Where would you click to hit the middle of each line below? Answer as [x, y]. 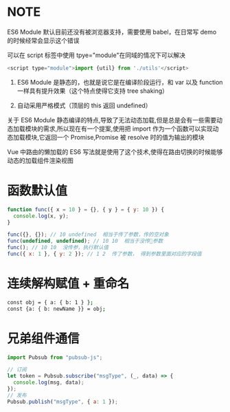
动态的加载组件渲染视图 [40, 160]
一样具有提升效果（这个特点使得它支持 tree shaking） [93, 91]
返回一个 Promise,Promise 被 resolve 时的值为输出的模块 [125, 137]
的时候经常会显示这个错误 [43, 40]
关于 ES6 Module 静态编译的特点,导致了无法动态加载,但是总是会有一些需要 [112, 120]
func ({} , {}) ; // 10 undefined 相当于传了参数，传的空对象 [88, 235]
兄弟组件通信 [44, 338]
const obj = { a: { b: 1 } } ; [50, 302]
